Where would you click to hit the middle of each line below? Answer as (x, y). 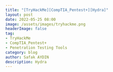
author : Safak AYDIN (27, 57)
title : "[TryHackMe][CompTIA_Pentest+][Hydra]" (57, 10)
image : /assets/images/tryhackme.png (46, 24)
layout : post (19, 15)
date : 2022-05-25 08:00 (31, 19)
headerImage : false (26, 29)
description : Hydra (26, 62)
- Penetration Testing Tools (36, 48)
